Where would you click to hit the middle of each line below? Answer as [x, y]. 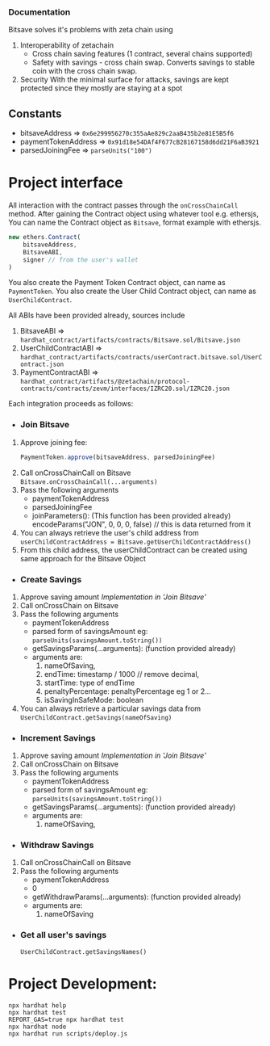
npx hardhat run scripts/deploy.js [68, 1033]
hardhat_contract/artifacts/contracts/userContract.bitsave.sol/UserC [141, 358]
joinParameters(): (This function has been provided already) [131, 515]
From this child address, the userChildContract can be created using [133, 550]
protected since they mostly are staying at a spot [101, 88]
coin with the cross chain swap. [85, 71]
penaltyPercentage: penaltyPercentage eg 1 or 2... [127, 691]
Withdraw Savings [57, 845]
